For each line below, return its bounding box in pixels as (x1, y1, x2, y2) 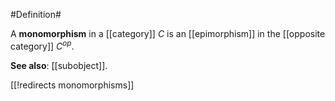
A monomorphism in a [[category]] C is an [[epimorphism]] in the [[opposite (10, 28, 326, 39)
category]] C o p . (10, 39, 75, 52)
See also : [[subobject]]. (10, 59, 108, 71)
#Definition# (10, 9, 62, 20)
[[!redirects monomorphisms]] (10, 79, 135, 91)
